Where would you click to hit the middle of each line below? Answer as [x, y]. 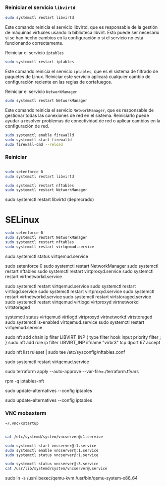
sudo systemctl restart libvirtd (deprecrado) [50, 199]
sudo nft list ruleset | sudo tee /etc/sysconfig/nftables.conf [65, 352]
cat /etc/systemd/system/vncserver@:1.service [54, 437]
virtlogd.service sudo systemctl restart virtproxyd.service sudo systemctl [80, 291]
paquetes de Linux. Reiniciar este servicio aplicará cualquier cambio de [78, 77]
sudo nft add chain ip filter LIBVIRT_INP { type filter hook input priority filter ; [83, 337]
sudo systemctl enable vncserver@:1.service [52, 450]
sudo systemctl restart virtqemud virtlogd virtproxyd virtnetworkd [72, 302]
